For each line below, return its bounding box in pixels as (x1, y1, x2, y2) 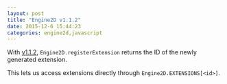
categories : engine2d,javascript (7, 29, 103, 36)
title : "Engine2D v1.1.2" (7, 17, 81, 23)
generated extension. (7, 56, 67, 64)
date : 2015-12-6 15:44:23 (7, 23, 81, 30)
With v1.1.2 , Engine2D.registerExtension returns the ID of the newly (7, 48, 198, 56)
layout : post (7, 10, 45, 17)
